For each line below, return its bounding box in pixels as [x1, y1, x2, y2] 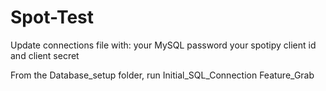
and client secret [10, 49, 80, 61]
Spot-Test [10, 6, 95, 29]
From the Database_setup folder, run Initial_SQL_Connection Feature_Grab [10, 69, 315, 81]
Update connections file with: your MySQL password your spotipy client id [10, 39, 317, 51]
